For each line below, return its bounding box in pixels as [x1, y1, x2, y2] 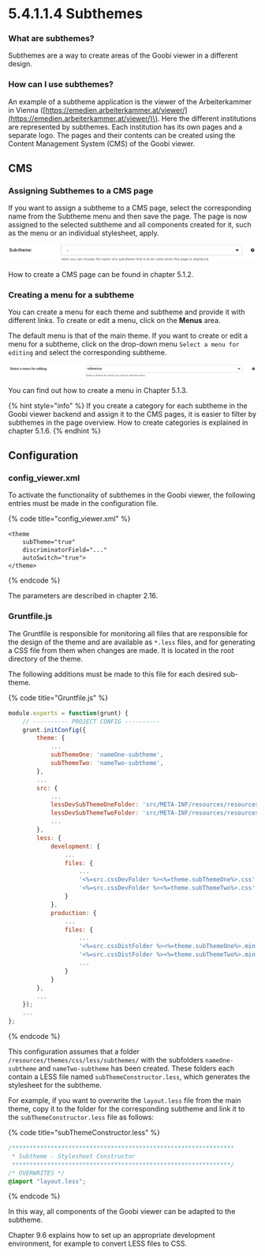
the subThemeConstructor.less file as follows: [8, 1112, 154, 1122]
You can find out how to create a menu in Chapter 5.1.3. [8, 385, 188, 395]
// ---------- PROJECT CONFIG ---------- [22, 718, 160, 725]
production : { [50, 909, 97, 917]
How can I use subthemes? [8, 79, 114, 90]
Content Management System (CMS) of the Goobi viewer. [8, 139, 196, 148]
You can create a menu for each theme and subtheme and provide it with [8, 307, 246, 317]
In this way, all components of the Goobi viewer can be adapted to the [8, 1207, 236, 1217]
